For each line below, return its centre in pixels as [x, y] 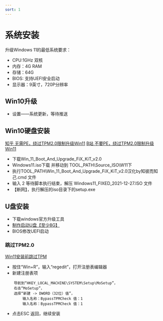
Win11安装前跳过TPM [26, 257]
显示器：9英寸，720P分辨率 [40, 84]
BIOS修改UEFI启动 [30, 231]
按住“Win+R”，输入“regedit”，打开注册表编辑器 [59, 267]
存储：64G [23, 72]
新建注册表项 [25, 273]
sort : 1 [13, 10]
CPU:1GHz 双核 [27, 60]
